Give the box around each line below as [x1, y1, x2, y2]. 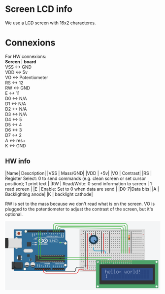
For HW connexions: [5, 53, 47, 59]
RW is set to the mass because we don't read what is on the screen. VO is [5, 201, 155, 207]
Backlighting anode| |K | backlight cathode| [5, 191, 93, 197]
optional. [5, 211, 23, 217]
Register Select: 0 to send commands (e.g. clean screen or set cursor [5, 175, 146, 181]
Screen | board [5, 58, 36, 65]
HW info [5, 157, 31, 166]
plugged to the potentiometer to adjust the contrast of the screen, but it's [5, 206, 154, 212]
